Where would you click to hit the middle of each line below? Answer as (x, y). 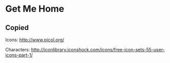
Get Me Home (35, 9)
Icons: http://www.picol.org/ (35, 40)
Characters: (18, 50)
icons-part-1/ (19, 55)
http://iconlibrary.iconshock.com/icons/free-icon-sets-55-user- (98, 50)
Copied (17, 28)
